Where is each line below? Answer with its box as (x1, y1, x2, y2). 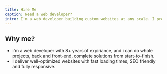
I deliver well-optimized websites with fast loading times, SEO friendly (12, 58, 156, 64)
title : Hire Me (5, 7, 37, 12)
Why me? (5, 35, 35, 43)
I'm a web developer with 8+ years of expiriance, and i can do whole (12, 48, 153, 54)
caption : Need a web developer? (5, 12, 72, 17)
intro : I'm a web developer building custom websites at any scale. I (5, 16, 155, 21)
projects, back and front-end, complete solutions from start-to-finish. (12, 53, 155, 59)
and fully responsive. (12, 64, 56, 70)
